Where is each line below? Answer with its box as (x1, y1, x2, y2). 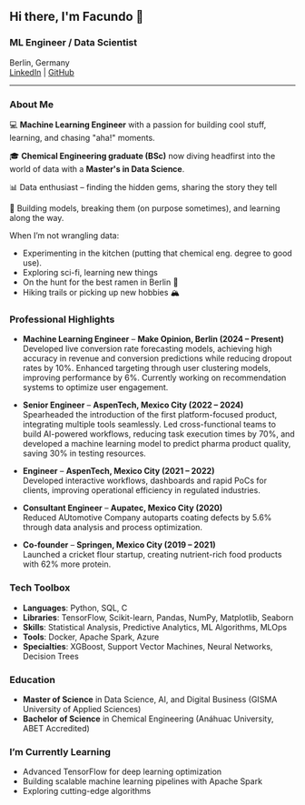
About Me (9, 97, 54, 110)
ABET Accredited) (22, 722, 91, 733)
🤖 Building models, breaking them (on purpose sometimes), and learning (9, 202, 280, 214)
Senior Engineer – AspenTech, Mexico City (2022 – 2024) (22, 399, 244, 410)
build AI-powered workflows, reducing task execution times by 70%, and (22, 428, 295, 439)
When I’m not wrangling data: (9, 229, 120, 241)
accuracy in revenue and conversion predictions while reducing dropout (22, 353, 292, 364)
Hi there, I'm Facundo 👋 (9, 9, 144, 25)
